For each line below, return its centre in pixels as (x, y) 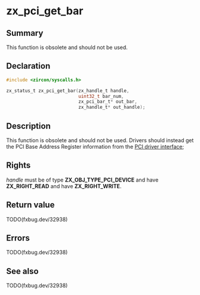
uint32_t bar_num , (101, 96)
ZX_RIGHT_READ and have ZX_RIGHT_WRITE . (64, 186)
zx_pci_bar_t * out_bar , (108, 102)
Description (28, 126)
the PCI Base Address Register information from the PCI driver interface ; (95, 147)
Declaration (28, 66)
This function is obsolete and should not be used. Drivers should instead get (100, 140)
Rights (19, 165)
